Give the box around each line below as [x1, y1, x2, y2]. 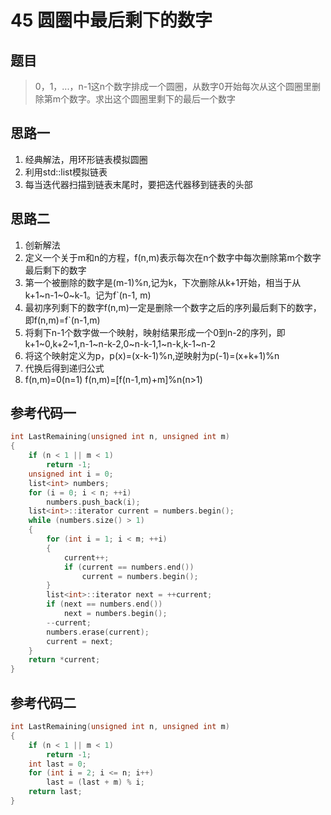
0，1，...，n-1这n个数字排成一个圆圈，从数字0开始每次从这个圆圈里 [34, 81, 312, 92]
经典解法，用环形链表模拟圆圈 [24, 153, 148, 165]
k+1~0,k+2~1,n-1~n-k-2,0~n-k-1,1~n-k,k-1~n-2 [24, 337, 216, 350]
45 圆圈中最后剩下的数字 [10, 9, 213, 32]
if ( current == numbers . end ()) [63, 562, 195, 572]
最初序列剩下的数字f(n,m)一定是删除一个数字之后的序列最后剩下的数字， [24, 301, 322, 313]
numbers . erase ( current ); [46, 627, 150, 637]
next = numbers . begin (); [63, 609, 168, 619]
